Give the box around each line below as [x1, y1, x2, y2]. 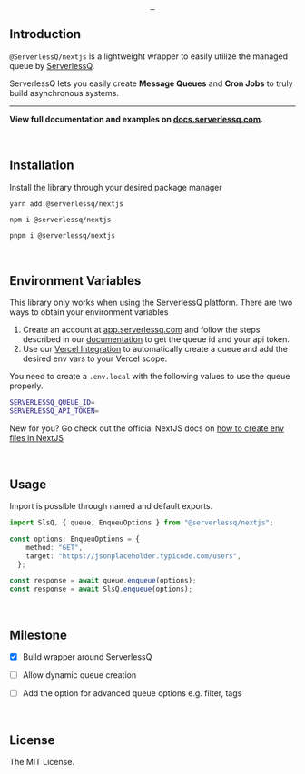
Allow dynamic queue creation [22, 670, 137, 681]
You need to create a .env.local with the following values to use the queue [9, 371, 290, 382]
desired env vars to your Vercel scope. [22, 353, 168, 364]
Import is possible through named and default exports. [9, 501, 213, 511]
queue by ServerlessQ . [9, 60, 95, 71]
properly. [9, 380, 44, 391]
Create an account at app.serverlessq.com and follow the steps [22, 324, 261, 336]
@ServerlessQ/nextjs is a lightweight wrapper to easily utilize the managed [9, 51, 289, 62]
